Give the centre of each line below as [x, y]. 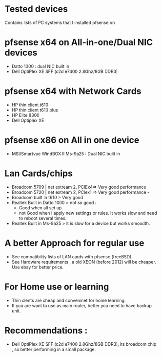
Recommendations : [46, 330]
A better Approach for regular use [74, 243]
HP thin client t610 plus [35, 110]
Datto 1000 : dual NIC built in [40, 66]
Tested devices [36, 9]
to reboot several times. [43, 218]
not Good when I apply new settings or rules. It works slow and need [88, 213]
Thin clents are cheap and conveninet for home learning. [69, 300]
